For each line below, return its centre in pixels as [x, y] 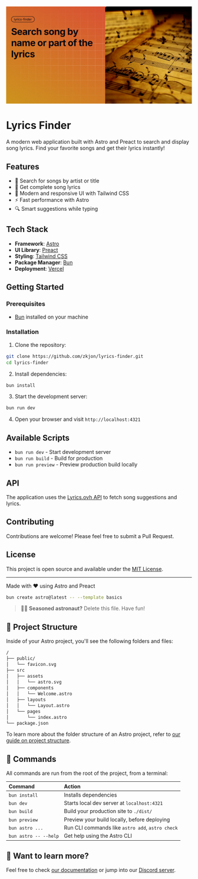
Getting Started [35, 287]
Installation [23, 332]
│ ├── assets [25, 676]
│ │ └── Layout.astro [38, 706]
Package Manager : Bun [44, 262]
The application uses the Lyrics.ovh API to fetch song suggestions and [92, 497]
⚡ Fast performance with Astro [52, 200]
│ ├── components [30, 688]
